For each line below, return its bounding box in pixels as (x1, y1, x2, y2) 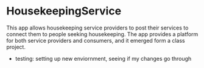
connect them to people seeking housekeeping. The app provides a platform (6, 30, 199, 37)
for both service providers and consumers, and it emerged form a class (6, 37, 186, 44)
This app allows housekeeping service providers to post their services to (6, 24, 189, 31)
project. (6, 43, 26, 51)
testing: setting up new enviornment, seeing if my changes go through (15, 55, 192, 62)
